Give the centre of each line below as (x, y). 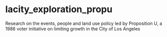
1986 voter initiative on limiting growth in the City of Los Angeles (73, 28)
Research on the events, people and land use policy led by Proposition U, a (84, 23)
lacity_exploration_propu (59, 9)
